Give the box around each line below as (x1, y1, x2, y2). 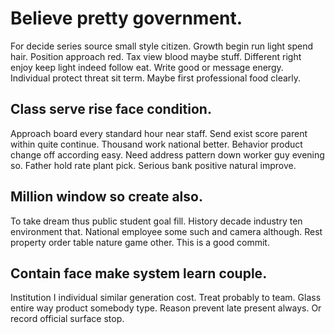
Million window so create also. (10, 188, 203, 206)
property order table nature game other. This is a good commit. (10, 236, 270, 248)
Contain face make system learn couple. (10, 265, 268, 282)
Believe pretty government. (10, 7, 243, 30)
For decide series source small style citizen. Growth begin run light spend (10, 40, 314, 52)
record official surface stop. (10, 313, 125, 325)
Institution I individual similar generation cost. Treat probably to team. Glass (10, 292, 322, 304)
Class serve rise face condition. (10, 101, 212, 118)
